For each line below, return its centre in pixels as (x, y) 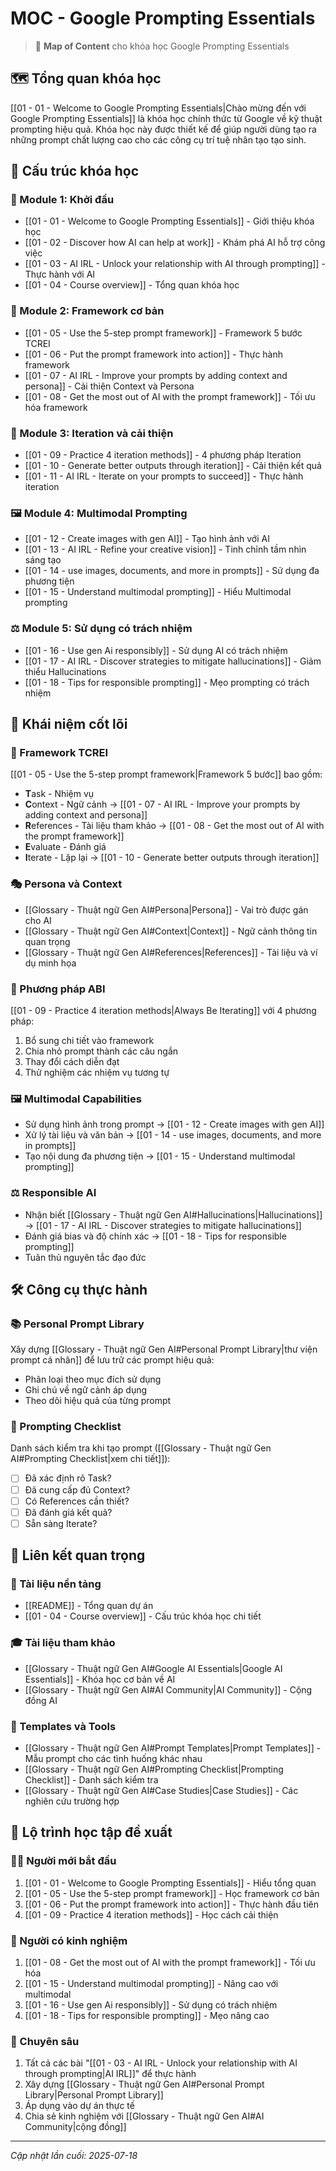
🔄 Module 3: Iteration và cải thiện (92, 433)
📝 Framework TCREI (59, 752)
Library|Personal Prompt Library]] (94, 2095)
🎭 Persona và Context (66, 884)
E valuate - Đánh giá (65, 847)
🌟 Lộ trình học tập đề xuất (91, 1832)
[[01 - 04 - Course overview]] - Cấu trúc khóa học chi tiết (143, 1616)
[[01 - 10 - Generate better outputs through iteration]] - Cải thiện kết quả (173, 466)
